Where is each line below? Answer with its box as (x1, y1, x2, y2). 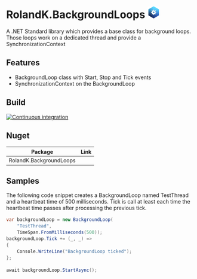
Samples (6, 176, 40, 186)
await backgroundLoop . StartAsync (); (6, 267, 97, 274)
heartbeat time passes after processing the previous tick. (6, 204, 147, 212)
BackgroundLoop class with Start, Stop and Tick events (14, 74, 152, 81)
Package (30, 148, 54, 155)
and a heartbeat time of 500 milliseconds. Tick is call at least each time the (6, 198, 190, 205)
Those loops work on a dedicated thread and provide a (6, 34, 141, 41)
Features (6, 57, 40, 68)
